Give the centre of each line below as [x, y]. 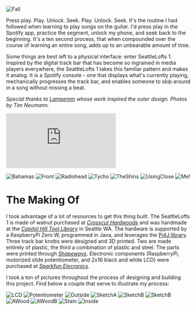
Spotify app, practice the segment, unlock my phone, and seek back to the [96, 33]
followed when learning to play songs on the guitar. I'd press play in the [92, 27]
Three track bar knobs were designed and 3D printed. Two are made [89, 241]
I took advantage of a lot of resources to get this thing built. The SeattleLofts [98, 216]
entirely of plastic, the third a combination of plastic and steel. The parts [93, 247]
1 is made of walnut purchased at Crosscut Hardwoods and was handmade [97, 222]
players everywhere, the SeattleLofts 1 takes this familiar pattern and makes [97, 69]
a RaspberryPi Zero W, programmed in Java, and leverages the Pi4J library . [97, 235]
